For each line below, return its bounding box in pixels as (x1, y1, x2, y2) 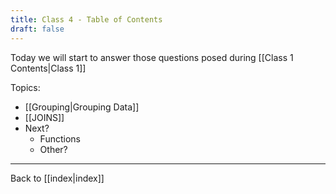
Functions (39, 132, 81, 145)
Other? (39, 143, 68, 155)
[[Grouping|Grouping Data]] (24, 101, 140, 113)
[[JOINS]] (24, 111, 65, 123)
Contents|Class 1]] (10, 62, 87, 74)
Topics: (10, 81, 41, 93)
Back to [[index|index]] (10, 172, 105, 184)
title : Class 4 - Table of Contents (10, 14, 163, 25)
